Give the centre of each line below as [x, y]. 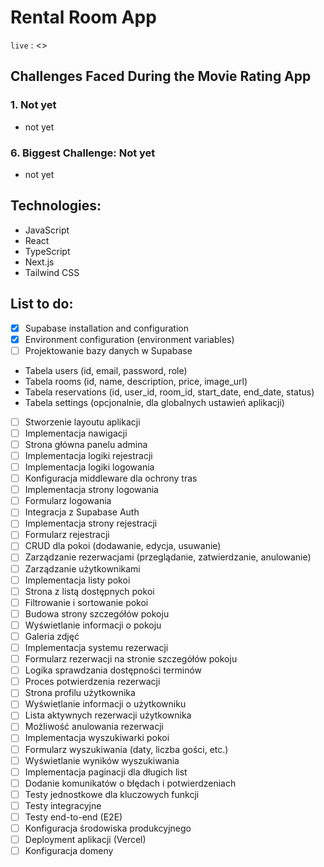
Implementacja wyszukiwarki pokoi [97, 738]
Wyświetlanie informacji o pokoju [93, 625]
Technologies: [56, 206]
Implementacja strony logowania [91, 490]
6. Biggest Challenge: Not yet [83, 153]
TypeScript [47, 251]
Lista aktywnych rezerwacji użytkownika [108, 715]
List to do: [42, 304]
